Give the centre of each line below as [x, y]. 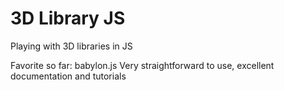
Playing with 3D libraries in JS [71, 46]
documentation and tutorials [68, 76]
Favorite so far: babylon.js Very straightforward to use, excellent [142, 65]
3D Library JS [68, 18]
